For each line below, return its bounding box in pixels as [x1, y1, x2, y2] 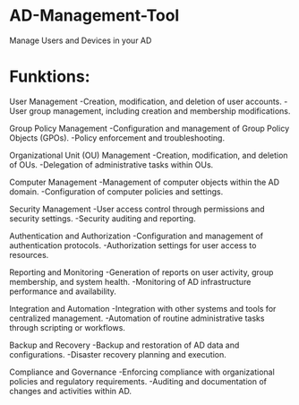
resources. [9, 249, 49, 260]
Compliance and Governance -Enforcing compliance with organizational [9, 366, 275, 377]
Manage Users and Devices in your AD [9, 35, 152, 46]
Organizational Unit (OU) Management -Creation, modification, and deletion [9, 150, 288, 160]
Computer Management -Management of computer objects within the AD [9, 177, 280, 187]
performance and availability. [9, 286, 116, 297]
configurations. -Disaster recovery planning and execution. [9, 349, 226, 359]
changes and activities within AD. [9, 385, 132, 396]
